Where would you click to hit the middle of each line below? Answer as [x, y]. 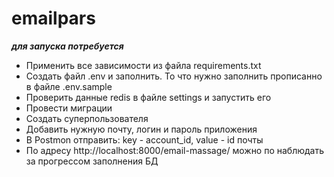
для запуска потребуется [67, 46]
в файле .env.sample [69, 86]
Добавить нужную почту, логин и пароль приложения [141, 129]
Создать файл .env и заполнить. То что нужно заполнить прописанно [174, 76]
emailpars [53, 18]
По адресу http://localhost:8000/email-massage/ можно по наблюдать [175, 150]
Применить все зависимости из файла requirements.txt [143, 65]
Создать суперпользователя [87, 118]
